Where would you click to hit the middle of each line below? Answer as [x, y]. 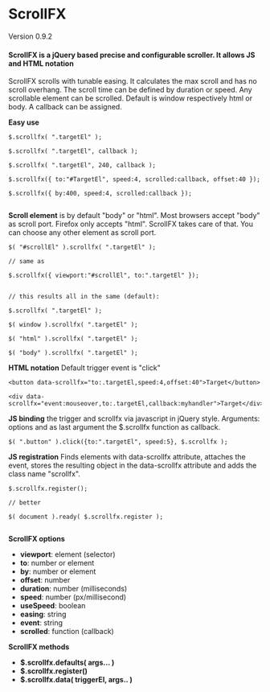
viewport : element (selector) [67, 554]
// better [25, 503]
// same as [27, 262]
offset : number [45, 580]
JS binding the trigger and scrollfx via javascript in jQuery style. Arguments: [134, 418]
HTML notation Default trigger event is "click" [84, 368]
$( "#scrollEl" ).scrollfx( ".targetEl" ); [82, 247]
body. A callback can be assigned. [65, 107]
